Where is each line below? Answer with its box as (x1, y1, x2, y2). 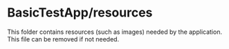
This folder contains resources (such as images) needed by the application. (7, 28, 223, 36)
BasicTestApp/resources (7, 5, 153, 21)
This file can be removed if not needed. (7, 35, 120, 43)
